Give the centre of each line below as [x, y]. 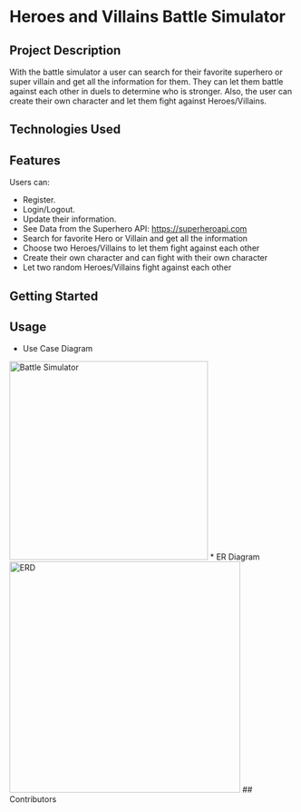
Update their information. [69, 219]
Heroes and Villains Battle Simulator [147, 17]
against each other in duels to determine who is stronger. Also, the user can [151, 91]
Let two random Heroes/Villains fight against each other [127, 267]
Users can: [29, 183]
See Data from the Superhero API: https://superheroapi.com [135, 229]
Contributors [33, 799]
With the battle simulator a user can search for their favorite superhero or [146, 72]
